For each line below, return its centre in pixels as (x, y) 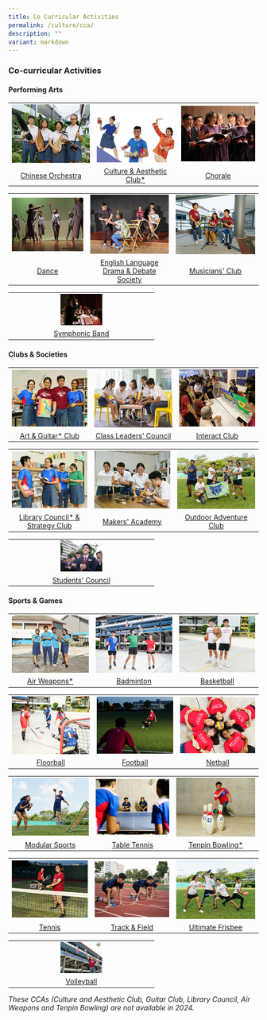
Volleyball (81, 982)
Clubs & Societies (38, 354)
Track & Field (132, 927)
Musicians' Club (216, 271)
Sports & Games (36, 601)
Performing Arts (36, 89)
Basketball (217, 681)
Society (130, 279)
